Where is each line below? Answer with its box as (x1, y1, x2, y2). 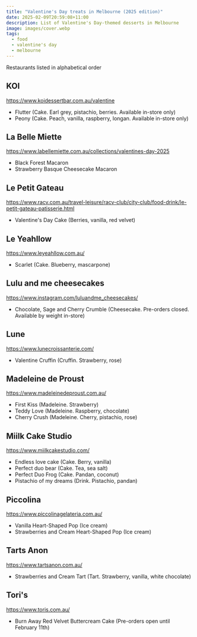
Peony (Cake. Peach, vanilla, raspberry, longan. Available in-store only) (14, 114, 189, 122)
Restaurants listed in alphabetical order (6, 64, 102, 71)
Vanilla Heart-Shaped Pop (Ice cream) (14, 522, 108, 529)
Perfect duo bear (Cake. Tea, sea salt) (14, 465, 108, 472)
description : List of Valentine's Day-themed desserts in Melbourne (6, 20, 179, 26)
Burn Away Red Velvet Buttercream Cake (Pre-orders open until (14, 617, 170, 624)
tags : (6, 31, 20, 37)
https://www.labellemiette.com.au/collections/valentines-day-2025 (6, 148, 170, 155)
